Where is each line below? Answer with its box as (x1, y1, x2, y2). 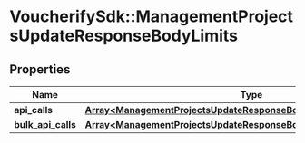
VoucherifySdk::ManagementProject (9, 6, 293, 27)
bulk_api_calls (14, 119, 77, 130)
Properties (9, 62, 71, 77)
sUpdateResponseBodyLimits (9, 25, 239, 46)
